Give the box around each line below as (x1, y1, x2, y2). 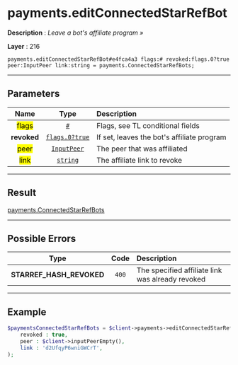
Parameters (7, 88, 60, 100)
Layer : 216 (7, 42, 40, 50)
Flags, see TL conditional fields (96, 120, 200, 130)
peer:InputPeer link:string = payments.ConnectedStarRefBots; (7, 62, 195, 69)
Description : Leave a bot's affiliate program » (7, 28, 144, 37)
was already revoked (136, 274, 206, 284)
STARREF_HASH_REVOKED (11, 270, 105, 280)
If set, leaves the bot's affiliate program (96, 132, 227, 142)
